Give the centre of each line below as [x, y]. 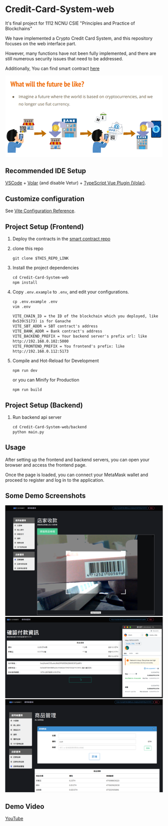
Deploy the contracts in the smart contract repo [61, 239]
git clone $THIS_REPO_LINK [40, 258]
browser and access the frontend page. [46, 465]
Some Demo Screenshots [45, 496]
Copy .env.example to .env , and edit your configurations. [70, 292]
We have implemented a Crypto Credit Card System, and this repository [79, 38]
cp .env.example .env [35, 302]
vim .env [21, 307]
